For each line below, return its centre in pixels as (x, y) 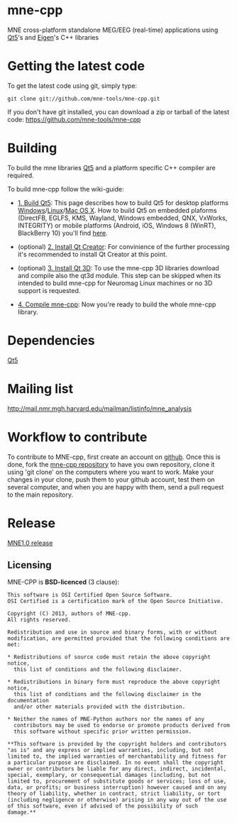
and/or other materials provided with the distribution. (100, 707)
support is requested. (49, 290)
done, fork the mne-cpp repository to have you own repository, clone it (111, 464)
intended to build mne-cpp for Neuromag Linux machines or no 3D (115, 283)
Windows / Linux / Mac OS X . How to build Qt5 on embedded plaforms (117, 210)
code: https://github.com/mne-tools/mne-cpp (74, 119)
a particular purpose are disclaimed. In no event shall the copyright (115, 763)
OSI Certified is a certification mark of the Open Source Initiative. (115, 602)
